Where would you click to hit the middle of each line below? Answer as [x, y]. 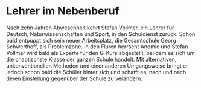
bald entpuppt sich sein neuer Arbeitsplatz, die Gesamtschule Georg [91, 40]
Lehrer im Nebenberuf [63, 11]
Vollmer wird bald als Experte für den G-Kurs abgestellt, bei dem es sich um [101, 53]
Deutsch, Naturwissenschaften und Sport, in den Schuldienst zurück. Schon [101, 34]
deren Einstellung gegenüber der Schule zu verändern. [75, 78]
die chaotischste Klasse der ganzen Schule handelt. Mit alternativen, [91, 59]
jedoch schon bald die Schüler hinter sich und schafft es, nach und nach [96, 72]
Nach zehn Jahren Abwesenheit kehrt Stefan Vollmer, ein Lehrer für [90, 28]
